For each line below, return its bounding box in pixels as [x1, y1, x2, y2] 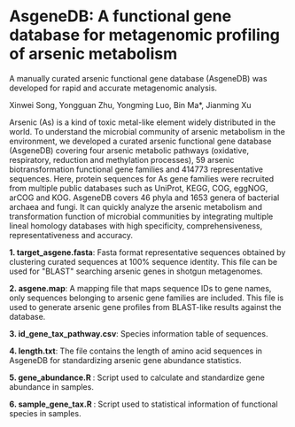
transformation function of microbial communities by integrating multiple [9, 211, 274, 221]
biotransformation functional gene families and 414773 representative [9, 164, 264, 175]
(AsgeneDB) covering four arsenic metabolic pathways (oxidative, [9, 144, 250, 156]
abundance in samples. [9, 381, 95, 392]
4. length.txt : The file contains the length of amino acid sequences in [9, 345, 263, 356]
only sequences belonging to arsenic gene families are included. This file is [9, 292, 284, 303]
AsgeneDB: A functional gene [9, 6, 232, 27]
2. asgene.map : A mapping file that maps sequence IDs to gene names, [9, 283, 272, 293]
